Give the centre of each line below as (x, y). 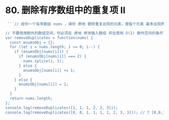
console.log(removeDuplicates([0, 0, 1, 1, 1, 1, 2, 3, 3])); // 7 (77, 112)
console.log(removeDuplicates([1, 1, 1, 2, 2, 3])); (62, 108)
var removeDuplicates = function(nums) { (49, 38)
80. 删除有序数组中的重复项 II (65, 10)
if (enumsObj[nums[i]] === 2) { (52, 56)
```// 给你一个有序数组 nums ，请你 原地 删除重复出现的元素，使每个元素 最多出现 (84, 24)
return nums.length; (31, 98)
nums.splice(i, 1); (44, 61)
